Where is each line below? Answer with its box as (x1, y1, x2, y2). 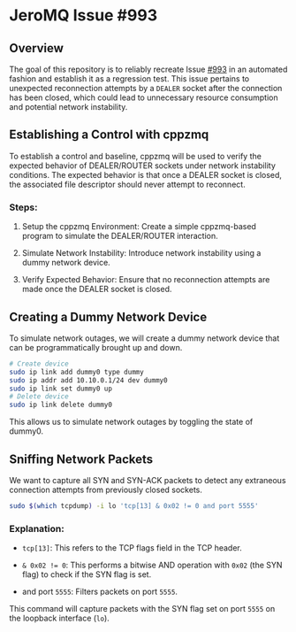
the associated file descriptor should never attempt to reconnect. (9, 179, 246, 189)
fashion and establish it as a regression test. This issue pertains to (9, 73, 250, 84)
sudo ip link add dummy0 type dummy (9, 367, 144, 376)
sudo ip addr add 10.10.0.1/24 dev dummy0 (9, 375, 168, 385)
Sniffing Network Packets (9, 451, 154, 466)
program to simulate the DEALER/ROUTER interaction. (21, 231, 218, 242)
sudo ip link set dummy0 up (9, 384, 113, 393)
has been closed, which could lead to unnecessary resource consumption (9, 92, 278, 103)
